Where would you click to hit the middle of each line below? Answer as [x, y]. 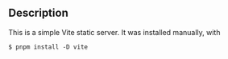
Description [38, 13]
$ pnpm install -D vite [48, 47]
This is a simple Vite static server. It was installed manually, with [114, 32]
